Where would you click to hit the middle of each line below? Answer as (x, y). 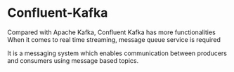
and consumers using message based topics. (73, 60)
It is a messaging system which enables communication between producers (117, 53)
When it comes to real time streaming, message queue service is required (114, 39)
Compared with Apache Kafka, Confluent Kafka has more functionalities (111, 32)
